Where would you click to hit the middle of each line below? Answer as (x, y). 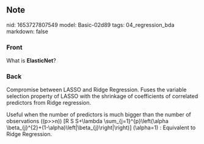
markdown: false (27, 31)
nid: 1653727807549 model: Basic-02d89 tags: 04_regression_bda (90, 25)
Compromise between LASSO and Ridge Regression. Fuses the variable (97, 90)
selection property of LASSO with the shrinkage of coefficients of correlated (102, 96)
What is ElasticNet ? (31, 61)
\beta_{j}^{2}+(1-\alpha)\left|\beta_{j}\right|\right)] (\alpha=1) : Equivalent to (101, 127)
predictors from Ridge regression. (49, 103)
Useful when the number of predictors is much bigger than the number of (99, 115)
